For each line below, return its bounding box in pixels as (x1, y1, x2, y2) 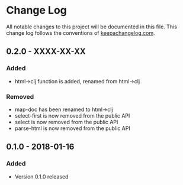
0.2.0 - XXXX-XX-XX (6, 47, 86, 57)
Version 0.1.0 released (14, 173, 69, 180)
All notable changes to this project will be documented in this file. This (6, 23, 178, 30)
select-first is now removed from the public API (14, 112, 130, 119)
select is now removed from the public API (14, 118, 118, 125)
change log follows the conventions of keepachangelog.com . (6, 29, 155, 36)
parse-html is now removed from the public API (14, 125, 130, 132)
